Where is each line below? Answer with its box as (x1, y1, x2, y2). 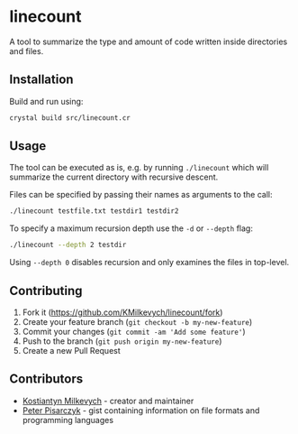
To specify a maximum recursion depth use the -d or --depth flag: (9, 223, 254, 234)
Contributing (9, 282, 83, 299)
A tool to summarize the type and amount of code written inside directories (9, 36, 288, 47)
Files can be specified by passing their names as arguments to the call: (9, 189, 273, 200)
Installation (9, 72, 74, 88)
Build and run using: (9, 96, 84, 106)
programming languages (22, 414, 114, 425)
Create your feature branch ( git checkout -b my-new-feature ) (22, 317, 253, 327)
